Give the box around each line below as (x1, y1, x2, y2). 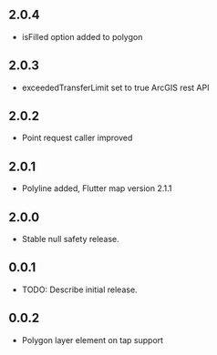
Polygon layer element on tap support (21, 334, 164, 345)
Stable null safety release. (21, 234, 119, 245)
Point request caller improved (21, 132, 133, 144)
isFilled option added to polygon (21, 31, 143, 42)
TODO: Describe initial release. (21, 284, 138, 295)
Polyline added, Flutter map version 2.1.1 (21, 183, 172, 194)
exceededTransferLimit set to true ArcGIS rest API (21, 82, 210, 93)
